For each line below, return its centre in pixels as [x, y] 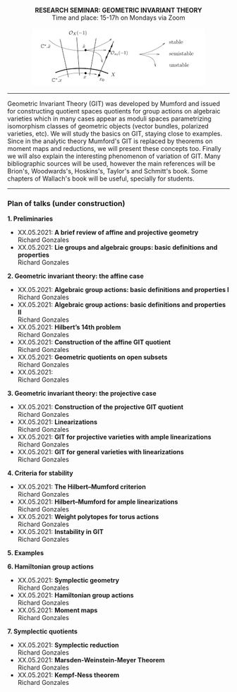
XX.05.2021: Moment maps [57, 610]
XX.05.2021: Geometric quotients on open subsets [92, 357]
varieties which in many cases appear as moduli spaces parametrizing [109, 119]
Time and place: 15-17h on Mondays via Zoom [119, 18]
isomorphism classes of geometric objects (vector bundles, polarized [108, 126]
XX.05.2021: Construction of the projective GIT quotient [100, 407]
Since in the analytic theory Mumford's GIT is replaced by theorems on [110, 141]
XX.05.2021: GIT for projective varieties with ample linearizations [114, 437]
